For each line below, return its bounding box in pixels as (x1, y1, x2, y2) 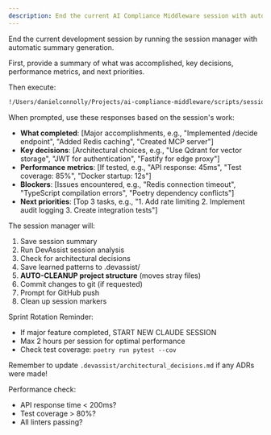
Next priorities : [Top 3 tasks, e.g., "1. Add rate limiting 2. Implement (19, 197, 245, 206)
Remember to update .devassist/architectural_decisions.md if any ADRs (8, 360, 255, 370)
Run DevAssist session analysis (19, 245, 125, 255)
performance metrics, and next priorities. (8, 66, 145, 77)
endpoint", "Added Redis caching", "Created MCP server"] (19, 136, 214, 146)
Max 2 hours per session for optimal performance (19, 336, 186, 346)
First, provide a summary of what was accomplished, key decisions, (8, 58, 234, 68)
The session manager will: (8, 221, 95, 230)
